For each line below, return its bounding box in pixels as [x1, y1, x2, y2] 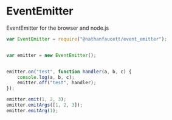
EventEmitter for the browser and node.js [6, 24, 109, 32]
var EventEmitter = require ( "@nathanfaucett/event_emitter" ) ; [6, 36, 167, 42]
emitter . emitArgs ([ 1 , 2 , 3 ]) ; [6, 102, 83, 108]
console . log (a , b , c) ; [17, 74, 75, 80]
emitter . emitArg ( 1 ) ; [6, 107, 59, 113]
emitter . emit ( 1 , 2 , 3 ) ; [6, 96, 67, 102]
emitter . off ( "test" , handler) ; [17, 80, 97, 86]
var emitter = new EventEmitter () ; [6, 52, 97, 58]
